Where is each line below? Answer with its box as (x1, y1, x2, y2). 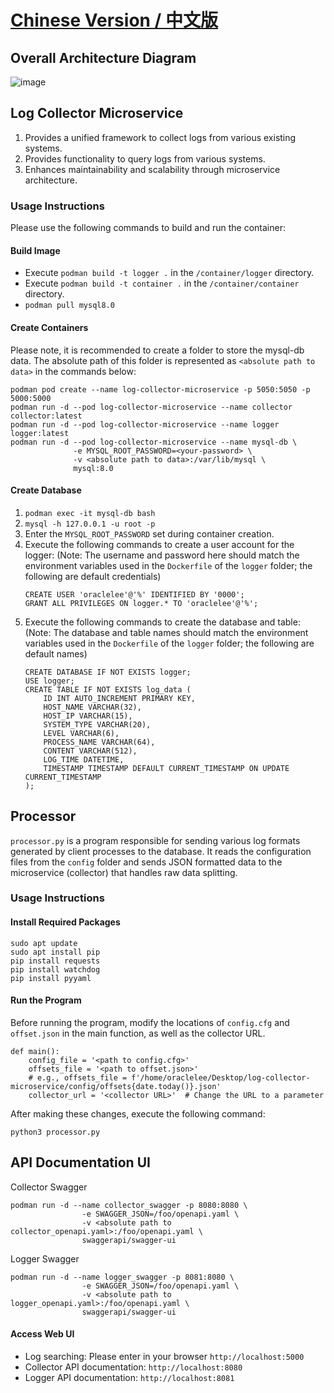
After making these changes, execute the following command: (10, 1107, 266, 1120)
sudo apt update (10, 938, 78, 948)
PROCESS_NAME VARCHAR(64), (43, 737, 156, 747)
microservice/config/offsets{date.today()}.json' (10, 1081, 222, 1091)
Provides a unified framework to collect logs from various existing (24, 131, 297, 143)
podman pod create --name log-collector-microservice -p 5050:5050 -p (10, 384, 311, 395)
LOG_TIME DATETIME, (43, 754, 125, 765)
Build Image (10, 244, 61, 256)
